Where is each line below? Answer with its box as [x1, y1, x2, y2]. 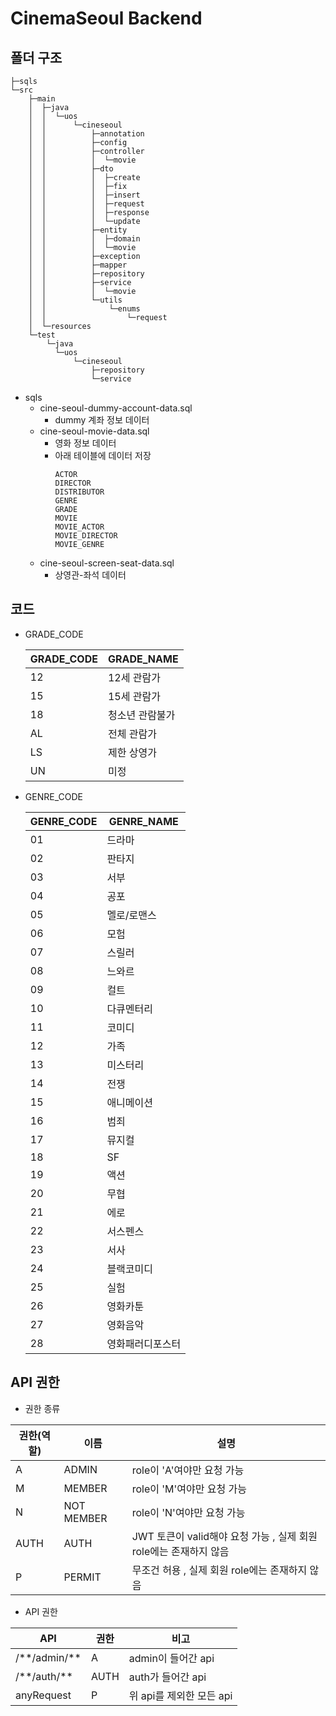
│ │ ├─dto [28, 164, 114, 174]
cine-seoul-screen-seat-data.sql [39, 557, 175, 569]
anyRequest [15, 1688, 72, 1702]
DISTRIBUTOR [54, 487, 105, 497]
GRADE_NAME [107, 652, 179, 666]
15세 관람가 [107, 689, 161, 703]
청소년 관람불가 [107, 708, 176, 722]
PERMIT [63, 1570, 102, 1584]
